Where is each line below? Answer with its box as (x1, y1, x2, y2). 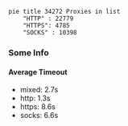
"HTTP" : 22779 (23, 14, 74, 22)
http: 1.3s (19, 93, 51, 104)
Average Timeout (8, 67, 68, 76)
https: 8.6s (19, 102, 56, 112)
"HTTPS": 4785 (23, 22, 70, 30)
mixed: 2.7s (19, 85, 59, 95)
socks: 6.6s (19, 111, 59, 120)
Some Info (8, 47, 50, 58)
